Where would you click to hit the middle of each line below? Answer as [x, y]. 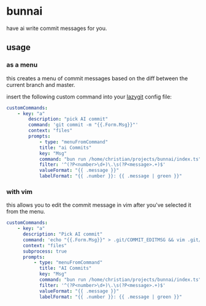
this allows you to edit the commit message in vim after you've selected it [99, 205]
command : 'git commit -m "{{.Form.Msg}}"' [83, 125]
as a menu [22, 65]
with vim [19, 192]
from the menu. [26, 212]
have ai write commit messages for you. [57, 28]
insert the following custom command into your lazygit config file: [89, 97]
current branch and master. [41, 84]
